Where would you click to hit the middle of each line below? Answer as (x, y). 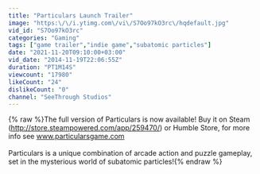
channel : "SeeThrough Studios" (60, 97)
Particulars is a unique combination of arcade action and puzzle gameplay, (130, 153)
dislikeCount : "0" (39, 89)
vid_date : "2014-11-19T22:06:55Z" (66, 60)
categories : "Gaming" (44, 38)
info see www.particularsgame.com (66, 137)
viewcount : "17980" (41, 75)
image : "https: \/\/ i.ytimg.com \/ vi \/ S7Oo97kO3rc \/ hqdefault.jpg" (118, 23)
